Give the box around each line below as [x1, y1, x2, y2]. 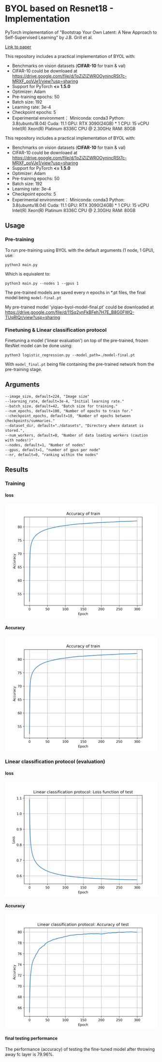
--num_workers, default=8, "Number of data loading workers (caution [5, 433, 148, 438]
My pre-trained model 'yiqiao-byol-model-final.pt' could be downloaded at [5, 304, 154, 310]
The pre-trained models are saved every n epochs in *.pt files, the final [5, 289, 146, 295]
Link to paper [5, 44, 31, 50]
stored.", [5, 428, 25, 433]
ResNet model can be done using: [5, 342, 73, 348]
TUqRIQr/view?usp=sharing [5, 314, 60, 320]
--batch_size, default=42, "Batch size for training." [5, 404, 118, 408]
